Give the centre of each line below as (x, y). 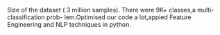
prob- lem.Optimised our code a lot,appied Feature (119, 17)
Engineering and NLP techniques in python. (69, 24)
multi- (205, 10)
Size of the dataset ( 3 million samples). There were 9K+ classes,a (102, 10)
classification (26, 17)
